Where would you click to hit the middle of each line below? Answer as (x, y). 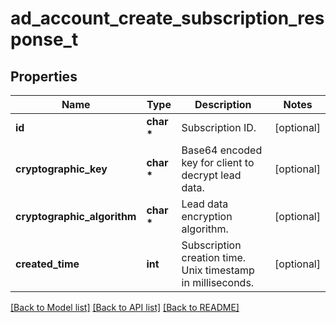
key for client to (218, 162)
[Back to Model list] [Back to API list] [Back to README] (125, 307)
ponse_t (44, 39)
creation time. (214, 257)
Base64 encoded (222, 150)
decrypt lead (211, 175)
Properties (44, 76)
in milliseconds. (218, 282)
